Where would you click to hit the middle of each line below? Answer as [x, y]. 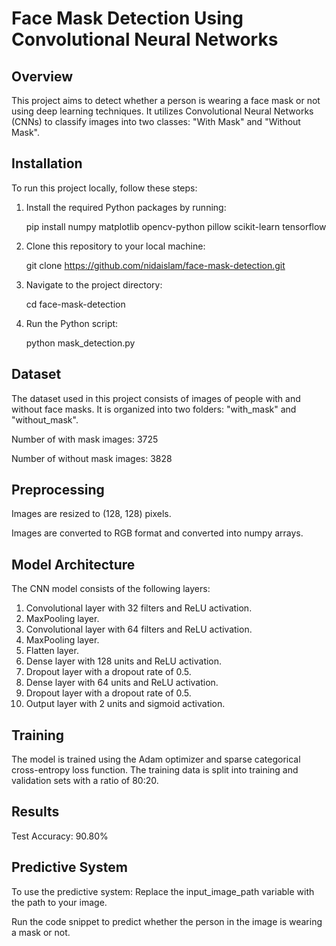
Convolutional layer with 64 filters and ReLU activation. [139, 629]
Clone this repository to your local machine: [115, 246]
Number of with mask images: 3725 [85, 439]
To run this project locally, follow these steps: [104, 188]
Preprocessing [58, 490]
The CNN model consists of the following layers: [111, 589]
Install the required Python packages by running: [126, 207]
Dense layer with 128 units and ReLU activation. [124, 661]
